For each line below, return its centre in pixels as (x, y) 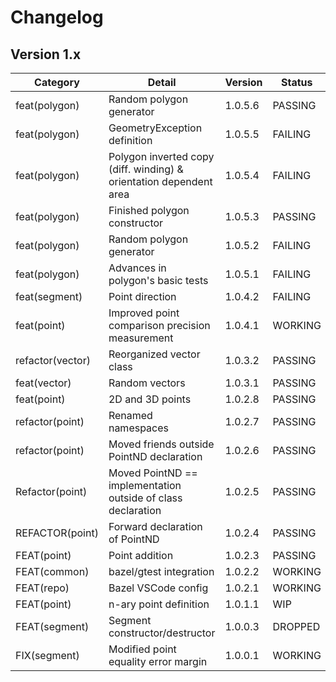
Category (57, 82)
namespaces (138, 428)
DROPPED (296, 626)
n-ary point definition (159, 604)
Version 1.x (46, 54)
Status (296, 82)
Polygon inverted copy (161, 156)
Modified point (142, 649)
